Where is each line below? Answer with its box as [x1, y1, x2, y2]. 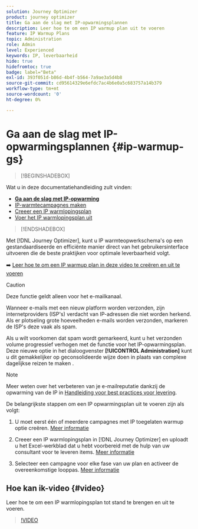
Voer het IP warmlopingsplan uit [14, 214, 93, 221]
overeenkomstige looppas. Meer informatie [14, 466, 120, 473]
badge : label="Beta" [6, 69, 57, 75]
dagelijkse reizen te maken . [6, 359, 74, 367]
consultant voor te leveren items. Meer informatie [14, 448, 134, 456]
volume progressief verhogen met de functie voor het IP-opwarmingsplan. [6, 341, 187, 348]
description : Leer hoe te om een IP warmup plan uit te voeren [6, 25, 165, 31]
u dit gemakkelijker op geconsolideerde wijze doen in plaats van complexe [6, 353, 187, 360]
